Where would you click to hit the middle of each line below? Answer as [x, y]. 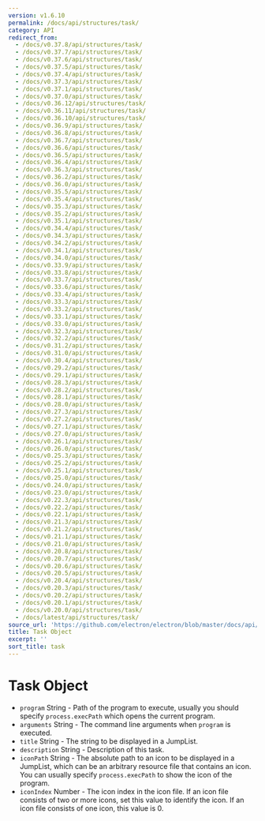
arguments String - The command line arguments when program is [125, 724]
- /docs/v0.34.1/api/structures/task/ [79, 250]
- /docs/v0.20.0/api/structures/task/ [79, 610]
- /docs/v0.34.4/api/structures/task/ [79, 229]
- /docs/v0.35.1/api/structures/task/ [79, 221]
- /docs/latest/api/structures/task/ [77, 617]
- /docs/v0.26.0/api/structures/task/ [79, 448]
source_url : [28, 624]
